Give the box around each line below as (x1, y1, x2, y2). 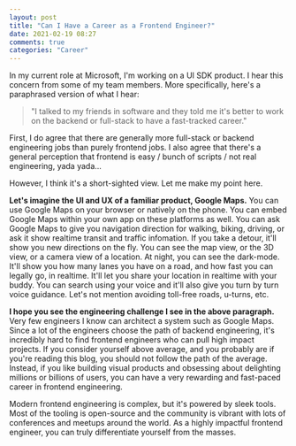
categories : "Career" (9, 46, 89, 55)
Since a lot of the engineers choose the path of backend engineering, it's (9, 325, 276, 336)
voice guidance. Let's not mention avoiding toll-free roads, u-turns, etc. (9, 289, 269, 300)
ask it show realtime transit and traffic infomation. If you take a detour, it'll (9, 233, 277, 243)
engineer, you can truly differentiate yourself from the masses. (9, 427, 237, 438)
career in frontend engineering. (9, 381, 124, 392)
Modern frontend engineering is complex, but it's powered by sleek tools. (9, 399, 277, 410)
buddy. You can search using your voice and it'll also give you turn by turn (9, 280, 279, 290)
